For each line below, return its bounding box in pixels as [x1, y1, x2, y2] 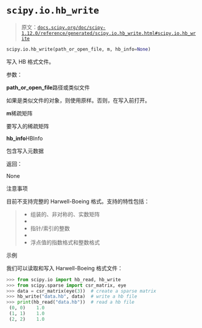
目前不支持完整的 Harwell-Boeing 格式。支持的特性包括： [6, 197, 150, 205]
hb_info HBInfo [6, 134, 43, 142]
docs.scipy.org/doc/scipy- [37, 24, 106, 30]
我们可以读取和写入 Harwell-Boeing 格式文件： [6, 264, 124, 272]
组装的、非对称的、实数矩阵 [30, 210, 100, 217]
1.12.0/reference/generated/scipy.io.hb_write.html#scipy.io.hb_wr [21, 30, 196, 36]
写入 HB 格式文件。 [6, 58, 55, 65]
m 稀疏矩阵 [6, 109, 33, 117]
